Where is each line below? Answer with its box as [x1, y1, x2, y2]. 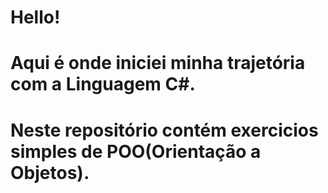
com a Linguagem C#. [10, 73, 196, 96]
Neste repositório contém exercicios [10, 119, 319, 141]
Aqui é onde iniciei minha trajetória [10, 52, 306, 75]
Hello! [10, 6, 61, 29]
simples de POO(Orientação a [10, 140, 262, 163]
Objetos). [10, 161, 90, 184]
